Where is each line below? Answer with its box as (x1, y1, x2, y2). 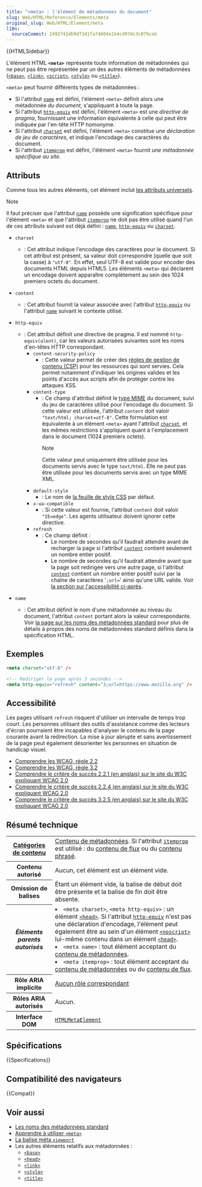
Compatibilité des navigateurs (6, 1074, 122, 1084)
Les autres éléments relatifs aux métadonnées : (14, 1142, 133, 1149)
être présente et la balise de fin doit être (55, 888, 168, 896)
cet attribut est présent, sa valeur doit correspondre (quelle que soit (23, 252, 192, 259)
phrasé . (55, 852, 76, 860)
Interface (16, 1013, 43, 1021)
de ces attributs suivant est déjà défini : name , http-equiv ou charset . (6, 222, 176, 229)
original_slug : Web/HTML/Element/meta (6, 20, 103, 26)
